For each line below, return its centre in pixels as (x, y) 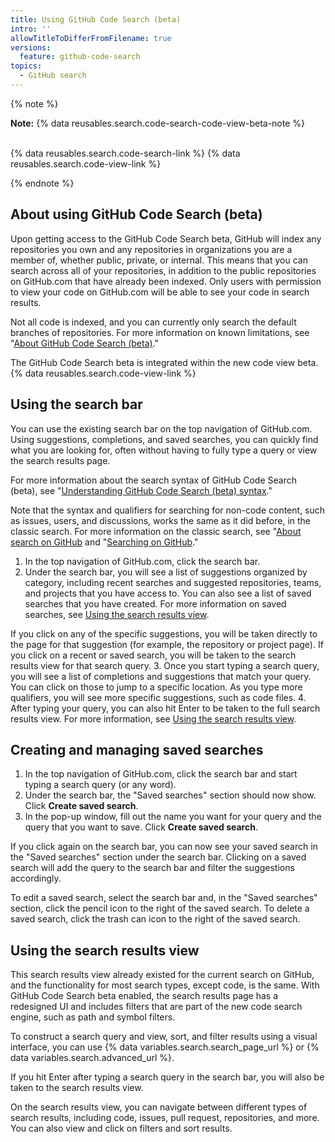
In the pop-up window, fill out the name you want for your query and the (173, 817)
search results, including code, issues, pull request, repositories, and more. (165, 1118)
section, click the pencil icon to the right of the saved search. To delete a (160, 908)
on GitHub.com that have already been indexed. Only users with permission (166, 281)
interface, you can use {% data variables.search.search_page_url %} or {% (165, 1047)
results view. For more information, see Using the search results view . (153, 718)
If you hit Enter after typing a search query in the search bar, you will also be (167, 1077)
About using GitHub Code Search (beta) (136, 214)
